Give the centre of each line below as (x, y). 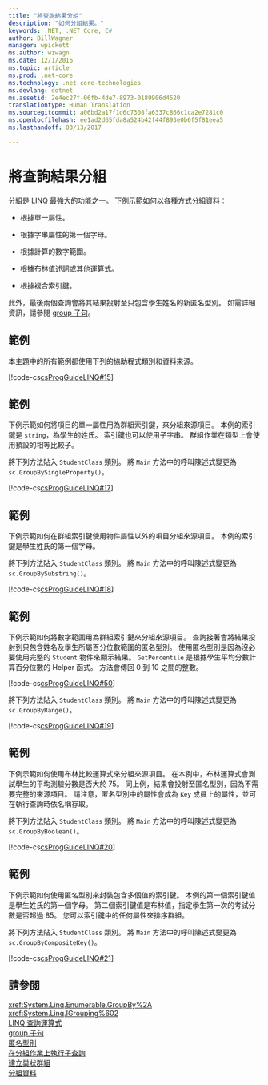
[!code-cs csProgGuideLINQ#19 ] (61, 725)
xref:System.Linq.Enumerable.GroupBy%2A (80, 1005)
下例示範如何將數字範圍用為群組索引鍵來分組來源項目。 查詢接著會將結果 (128, 637)
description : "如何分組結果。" (56, 23)
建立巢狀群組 (29, 1063)
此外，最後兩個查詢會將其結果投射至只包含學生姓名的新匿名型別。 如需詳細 (132, 302)
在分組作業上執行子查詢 (47, 1053)
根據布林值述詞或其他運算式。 (69, 268)
